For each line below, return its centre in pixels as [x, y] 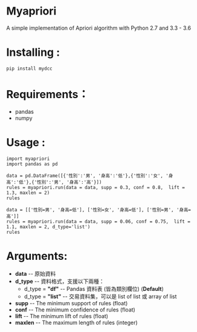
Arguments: [37, 256]
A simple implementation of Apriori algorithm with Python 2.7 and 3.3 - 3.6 [99, 28]
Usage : [26, 142]
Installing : [33, 52]
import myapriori [28, 159]
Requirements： [48, 95]
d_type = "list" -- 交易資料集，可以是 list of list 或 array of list [100, 296]
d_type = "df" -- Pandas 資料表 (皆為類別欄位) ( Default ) [94, 288]
